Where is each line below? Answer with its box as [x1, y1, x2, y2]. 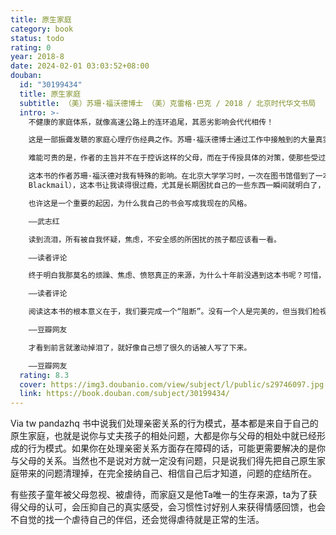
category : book [10, 24, 74, 34]
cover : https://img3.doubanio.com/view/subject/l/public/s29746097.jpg [19, 379, 325, 390]
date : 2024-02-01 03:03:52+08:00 [10, 61, 150, 71]
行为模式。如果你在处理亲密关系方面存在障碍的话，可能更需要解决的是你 [27, 442, 326, 455]
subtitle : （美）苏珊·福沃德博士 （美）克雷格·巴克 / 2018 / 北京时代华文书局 [19, 98, 317, 108]
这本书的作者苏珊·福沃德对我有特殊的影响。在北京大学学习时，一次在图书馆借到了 [28, 171, 316, 181]
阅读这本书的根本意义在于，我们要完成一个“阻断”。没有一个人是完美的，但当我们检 [28, 307, 320, 317]
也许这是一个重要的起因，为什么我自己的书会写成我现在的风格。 [28, 198, 252, 208]
